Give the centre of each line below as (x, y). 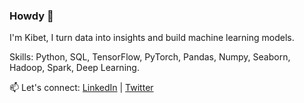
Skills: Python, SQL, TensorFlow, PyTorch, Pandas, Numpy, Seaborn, (150, 57)
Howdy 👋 (31, 16)
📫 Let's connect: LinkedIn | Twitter (81, 88)
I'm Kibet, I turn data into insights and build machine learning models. (152, 38)
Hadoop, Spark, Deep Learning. (74, 68)
